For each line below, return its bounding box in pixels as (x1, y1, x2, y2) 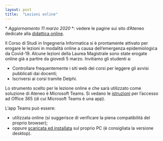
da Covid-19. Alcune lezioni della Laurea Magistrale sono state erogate (5, 50, 148, 56)
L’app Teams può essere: (5, 105, 56, 111)
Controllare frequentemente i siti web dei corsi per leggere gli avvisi (12, 65, 149, 71)
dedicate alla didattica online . (5, 30, 65, 36)
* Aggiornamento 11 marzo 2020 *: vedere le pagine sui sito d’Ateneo (5, 25, 144, 31)
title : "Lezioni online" (5, 12, 58, 17)
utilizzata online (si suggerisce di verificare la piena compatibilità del (12, 114, 150, 120)
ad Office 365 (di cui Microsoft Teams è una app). (5, 95, 106, 101)
